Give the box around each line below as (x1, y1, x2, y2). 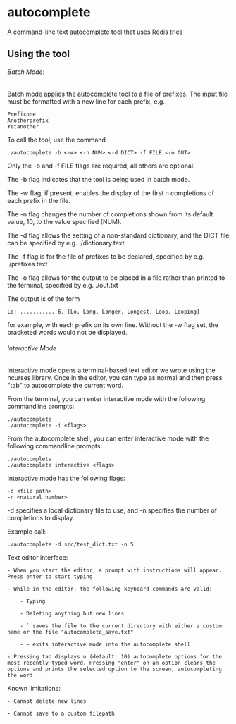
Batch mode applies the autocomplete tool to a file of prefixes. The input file (7, 90, 228, 98)
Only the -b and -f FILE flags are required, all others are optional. (7, 161, 195, 170)
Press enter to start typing (7, 572, 93, 580)
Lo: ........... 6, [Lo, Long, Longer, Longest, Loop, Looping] (7, 308, 200, 315)
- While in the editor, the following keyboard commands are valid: (7, 585, 213, 592)
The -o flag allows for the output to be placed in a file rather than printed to (7, 273, 225, 282)
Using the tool (7, 48, 70, 60)
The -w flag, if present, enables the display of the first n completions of (7, 188, 215, 197)
